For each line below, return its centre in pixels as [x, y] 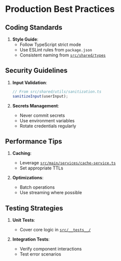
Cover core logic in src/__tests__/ [55, 230]
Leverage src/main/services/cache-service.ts [68, 163]
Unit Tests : [24, 220]
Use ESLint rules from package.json [56, 50]
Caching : [22, 153]
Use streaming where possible [51, 193]
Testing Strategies [34, 208]
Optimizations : [28, 178]
